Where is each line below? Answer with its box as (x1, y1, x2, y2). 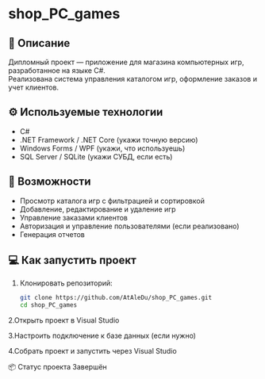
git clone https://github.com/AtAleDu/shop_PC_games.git (19, 294, 213, 302)
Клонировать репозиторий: (19, 278, 113, 288)
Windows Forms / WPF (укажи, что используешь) (19, 144, 186, 153)
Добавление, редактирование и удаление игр (19, 204, 176, 214)
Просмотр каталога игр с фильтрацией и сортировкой (19, 196, 205, 205)
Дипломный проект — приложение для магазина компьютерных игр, (8, 57, 244, 67)
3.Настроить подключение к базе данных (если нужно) (8, 331, 197, 341)
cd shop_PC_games (19, 301, 78, 309)
